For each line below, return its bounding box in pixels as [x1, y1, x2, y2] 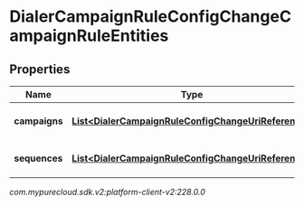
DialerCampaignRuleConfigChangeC [9, 6, 292, 27]
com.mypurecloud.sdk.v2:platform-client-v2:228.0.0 [9, 187, 206, 197]
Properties [9, 61, 71, 77]
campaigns [14, 115, 63, 127]
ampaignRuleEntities [9, 25, 169, 46]
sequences [14, 152, 63, 164]
